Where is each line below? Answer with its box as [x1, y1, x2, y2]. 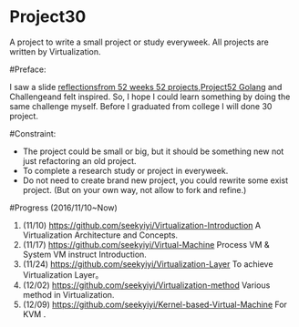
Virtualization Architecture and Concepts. [22, 230, 179, 240]
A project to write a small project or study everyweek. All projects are [9, 36, 269, 47]
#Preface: [9, 64, 47, 75]
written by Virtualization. [9, 46, 102, 56]
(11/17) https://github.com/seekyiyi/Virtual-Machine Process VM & [22, 239, 271, 250]
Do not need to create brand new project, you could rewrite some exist [22, 175, 289, 186]
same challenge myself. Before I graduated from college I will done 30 [9, 100, 273, 111]
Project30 [9, 6, 87, 27]
